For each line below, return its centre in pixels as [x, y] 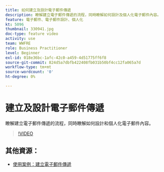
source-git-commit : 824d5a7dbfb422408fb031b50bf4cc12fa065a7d [73, 62]
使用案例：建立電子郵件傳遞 [42, 164]
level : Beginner [23, 53]
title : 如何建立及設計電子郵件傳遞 [38, 10]
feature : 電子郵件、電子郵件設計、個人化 [44, 19]
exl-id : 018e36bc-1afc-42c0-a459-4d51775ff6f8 [56, 58]
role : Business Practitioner [36, 48]
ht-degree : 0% [20, 77]
